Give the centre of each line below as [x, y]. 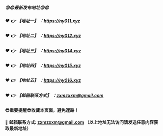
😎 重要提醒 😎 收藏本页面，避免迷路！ [42, 110]
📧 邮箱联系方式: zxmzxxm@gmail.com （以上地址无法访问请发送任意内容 [80, 122]
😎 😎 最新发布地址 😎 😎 [27, 7]
